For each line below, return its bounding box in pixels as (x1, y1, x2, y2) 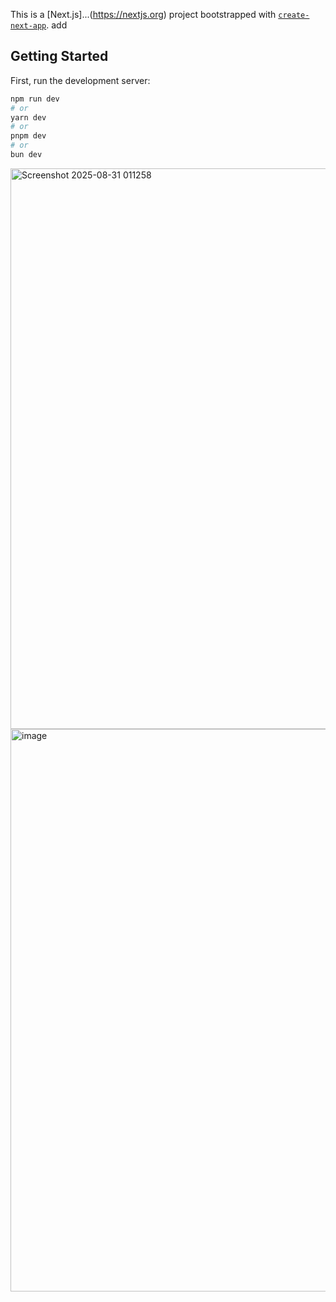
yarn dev (10, 112, 47, 123)
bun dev (10, 150, 43, 160)
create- (278, 10, 310, 20)
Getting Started (10, 48, 109, 65)
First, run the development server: (10, 74, 151, 86)
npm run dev (10, 94, 60, 104)
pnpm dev (10, 131, 47, 141)
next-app (10, 21, 47, 31)
